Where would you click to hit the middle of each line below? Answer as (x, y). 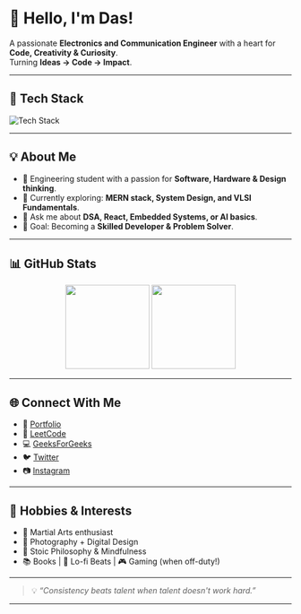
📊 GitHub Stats (53, 264)
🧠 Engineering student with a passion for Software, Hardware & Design (154, 178)
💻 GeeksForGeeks (57, 444)
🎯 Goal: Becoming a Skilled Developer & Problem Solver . (128, 226)
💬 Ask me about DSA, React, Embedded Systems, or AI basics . (140, 216)
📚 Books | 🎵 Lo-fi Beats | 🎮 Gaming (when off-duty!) (121, 561)
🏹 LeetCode (44, 434)
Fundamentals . (51, 207)
